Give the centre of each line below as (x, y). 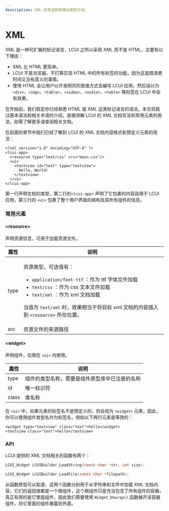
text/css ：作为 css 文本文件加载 (71, 287)
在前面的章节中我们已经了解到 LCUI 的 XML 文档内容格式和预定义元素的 (79, 132)
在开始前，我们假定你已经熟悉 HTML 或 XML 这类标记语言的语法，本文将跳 (82, 109)
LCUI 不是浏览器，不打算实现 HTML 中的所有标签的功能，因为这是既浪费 (87, 73)
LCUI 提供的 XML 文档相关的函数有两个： (48, 455)
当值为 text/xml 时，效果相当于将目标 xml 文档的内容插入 (91, 307)
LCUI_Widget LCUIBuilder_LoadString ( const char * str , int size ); (75, 465)
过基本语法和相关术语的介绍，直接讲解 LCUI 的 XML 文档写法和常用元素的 (81, 115)
